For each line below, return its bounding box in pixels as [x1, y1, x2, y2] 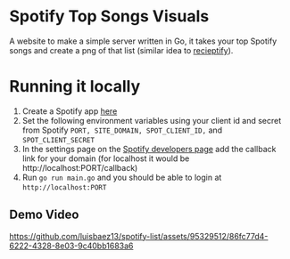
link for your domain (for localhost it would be [21, 153, 190, 164]
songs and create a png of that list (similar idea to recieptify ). [9, 45, 234, 55]
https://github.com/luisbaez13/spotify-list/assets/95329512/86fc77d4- [9, 231, 269, 241]
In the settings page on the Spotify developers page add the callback [21, 143, 277, 154]
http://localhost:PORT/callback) [21, 162, 138, 173]
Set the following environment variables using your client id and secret [21, 115, 282, 125]
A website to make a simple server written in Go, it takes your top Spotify [9, 36, 278, 46]
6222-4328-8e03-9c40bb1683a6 [9, 240, 134, 251]
